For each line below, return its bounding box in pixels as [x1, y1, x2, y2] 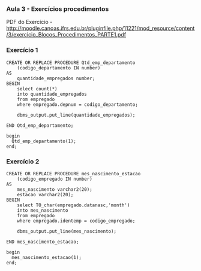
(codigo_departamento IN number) [17, 65, 101, 71]
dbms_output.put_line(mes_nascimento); [17, 228, 117, 235]
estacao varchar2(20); [17, 191, 74, 197]
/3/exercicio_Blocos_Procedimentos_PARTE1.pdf [6, 31, 127, 38]
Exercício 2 [6, 157, 40, 166]
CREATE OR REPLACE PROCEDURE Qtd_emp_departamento [6, 59, 136, 66]
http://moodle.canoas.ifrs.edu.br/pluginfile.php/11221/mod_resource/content [6, 25, 195, 32]
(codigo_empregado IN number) [17, 176, 93, 182]
